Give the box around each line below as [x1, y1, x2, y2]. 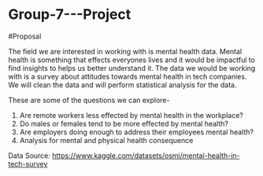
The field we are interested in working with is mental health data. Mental [8, 46, 243, 56]
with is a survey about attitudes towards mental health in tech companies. [8, 71, 247, 81]
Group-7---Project [8, 5, 131, 24]
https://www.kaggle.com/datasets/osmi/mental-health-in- [52, 151, 240, 160]
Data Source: [8, 151, 51, 160]
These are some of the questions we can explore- [8, 95, 170, 104]
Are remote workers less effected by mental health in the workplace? [19, 110, 244, 119]
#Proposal [8, 31, 42, 41]
